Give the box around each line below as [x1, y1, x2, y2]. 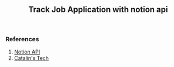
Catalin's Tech [14, 55, 49, 62]
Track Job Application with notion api [28, 5, 168, 15]
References [5, 35, 39, 43]
